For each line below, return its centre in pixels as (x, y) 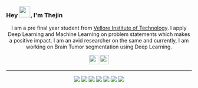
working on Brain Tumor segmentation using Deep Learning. (99, 47)
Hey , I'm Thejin (34, 15)
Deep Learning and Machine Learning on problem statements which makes (99, 34)
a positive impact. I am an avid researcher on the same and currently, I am (99, 41)
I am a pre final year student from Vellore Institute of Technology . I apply (99, 28)
